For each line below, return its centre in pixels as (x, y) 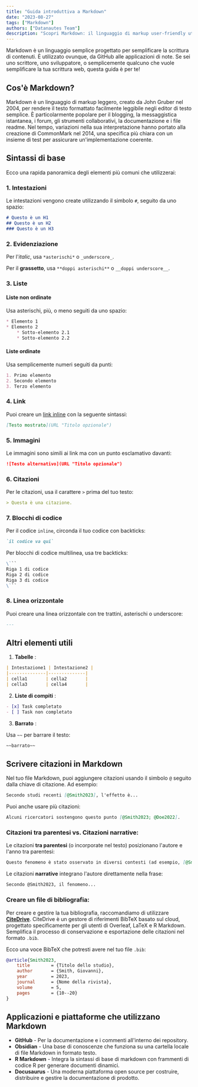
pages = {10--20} (47, 993)
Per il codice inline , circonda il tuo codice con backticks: (76, 531)
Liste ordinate (23, 352)
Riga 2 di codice (27, 575)
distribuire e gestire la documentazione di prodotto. (77, 1078)
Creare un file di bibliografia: (48, 900)
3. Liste (17, 283)
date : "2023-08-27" (30, 17)
